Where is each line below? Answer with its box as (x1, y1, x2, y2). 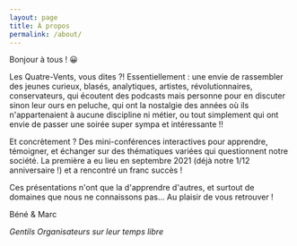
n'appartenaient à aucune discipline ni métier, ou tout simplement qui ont (9, 109, 279, 121)
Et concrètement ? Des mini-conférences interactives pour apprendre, (9, 136, 268, 148)
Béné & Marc (9, 209, 57, 220)
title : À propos (9, 21, 70, 30)
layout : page (9, 13, 58, 22)
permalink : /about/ (9, 30, 83, 38)
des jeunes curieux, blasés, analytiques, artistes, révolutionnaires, (9, 81, 253, 92)
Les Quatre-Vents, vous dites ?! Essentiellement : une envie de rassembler (9, 72, 284, 82)
